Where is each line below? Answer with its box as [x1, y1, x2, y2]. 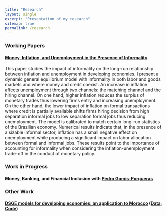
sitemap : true [5, 21, 35, 26]
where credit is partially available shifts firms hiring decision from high [5, 108, 150, 114]
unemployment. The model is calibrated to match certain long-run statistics [5, 119, 160, 125]
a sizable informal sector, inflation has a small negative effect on [5, 129, 137, 135]
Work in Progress [5, 163, 48, 170]
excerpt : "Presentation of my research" [5, 16, 91, 21]
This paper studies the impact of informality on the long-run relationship [5, 66, 154, 72]
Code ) [5, 206, 18, 212]
